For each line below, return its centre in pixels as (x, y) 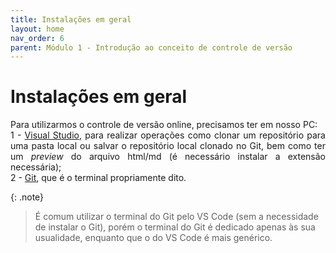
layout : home (37, 29)
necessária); (36, 167)
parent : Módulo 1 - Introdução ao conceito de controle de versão (151, 47)
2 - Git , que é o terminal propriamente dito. (98, 178)
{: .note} (27, 197)
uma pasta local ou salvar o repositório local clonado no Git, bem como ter (168, 146)
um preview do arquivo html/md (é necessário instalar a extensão (168, 157)
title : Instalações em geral (71, 19)
